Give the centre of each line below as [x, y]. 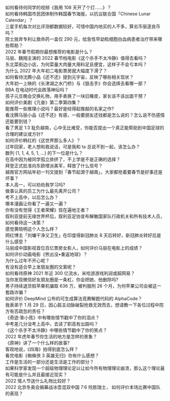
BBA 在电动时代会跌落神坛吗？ [37, 90]
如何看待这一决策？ [25, 223]
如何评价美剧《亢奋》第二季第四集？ [43, 102]
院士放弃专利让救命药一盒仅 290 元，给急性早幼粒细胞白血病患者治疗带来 [81, 39]
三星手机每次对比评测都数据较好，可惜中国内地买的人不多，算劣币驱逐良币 [83, 26]
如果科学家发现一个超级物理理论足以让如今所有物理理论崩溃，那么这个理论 [83, 368]
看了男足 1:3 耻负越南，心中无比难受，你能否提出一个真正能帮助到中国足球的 [85, 128]
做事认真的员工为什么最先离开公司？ [43, 191]
